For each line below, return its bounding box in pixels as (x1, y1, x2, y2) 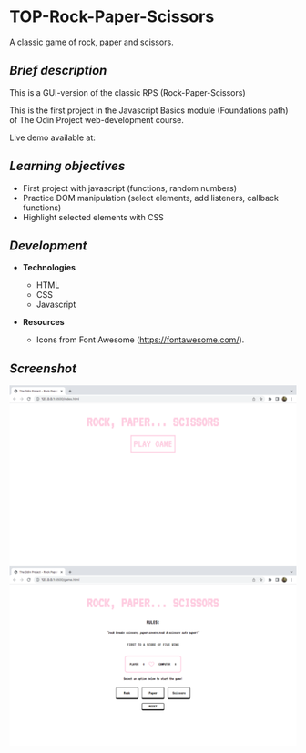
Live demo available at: (9, 132, 96, 143)
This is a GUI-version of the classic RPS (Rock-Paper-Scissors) (9, 86, 246, 97)
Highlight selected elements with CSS (22, 211, 164, 222)
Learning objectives (9, 158, 126, 174)
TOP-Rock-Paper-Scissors (9, 6, 215, 27)
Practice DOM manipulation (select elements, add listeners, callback (22, 192, 280, 203)
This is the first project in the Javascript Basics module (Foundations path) (9, 105, 289, 116)
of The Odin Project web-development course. (9, 114, 184, 125)
